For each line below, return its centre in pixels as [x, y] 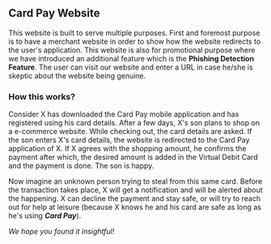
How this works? [42, 96]
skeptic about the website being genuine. [77, 75]
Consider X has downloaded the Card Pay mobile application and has [124, 114]
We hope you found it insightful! [61, 231]
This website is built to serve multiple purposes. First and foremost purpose [134, 32]
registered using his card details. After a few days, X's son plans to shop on [134, 123]
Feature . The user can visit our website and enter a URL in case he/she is [131, 67]
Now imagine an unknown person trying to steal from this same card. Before [135, 182]
